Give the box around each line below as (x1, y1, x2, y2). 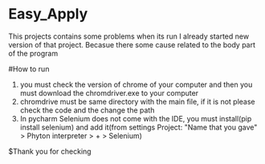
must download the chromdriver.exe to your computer (19, 88, 199, 97)
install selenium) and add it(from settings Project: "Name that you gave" (19, 122, 258, 132)
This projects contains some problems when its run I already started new (8, 31, 250, 41)
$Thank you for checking (8, 146, 92, 156)
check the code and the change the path (19, 105, 155, 115)
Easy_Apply (8, 5, 88, 23)
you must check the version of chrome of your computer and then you (19, 80, 253, 89)
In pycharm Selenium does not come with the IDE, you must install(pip (19, 113, 252, 123)
